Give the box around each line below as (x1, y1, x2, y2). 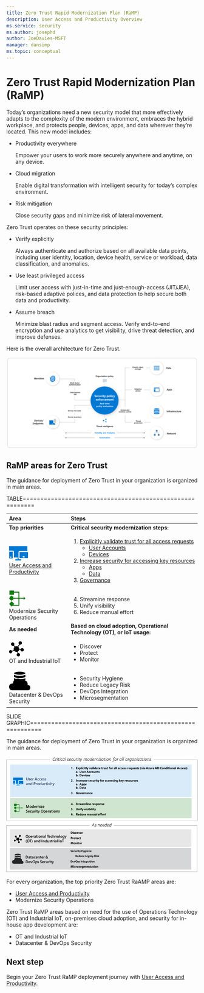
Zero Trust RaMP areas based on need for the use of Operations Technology (6, 908, 198, 915)
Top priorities (8, 524, 44, 531)
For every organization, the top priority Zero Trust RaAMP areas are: (6, 878, 177, 885)
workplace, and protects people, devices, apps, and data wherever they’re (6, 121, 192, 129)
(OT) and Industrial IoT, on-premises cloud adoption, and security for (6, 914, 178, 922)
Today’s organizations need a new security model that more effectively (6, 108, 183, 116)
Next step (6, 957, 44, 967)
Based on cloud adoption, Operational (70, 622, 169, 630)
